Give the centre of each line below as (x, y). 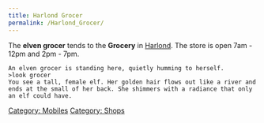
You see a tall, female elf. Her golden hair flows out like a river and (132, 82)
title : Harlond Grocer (45, 15)
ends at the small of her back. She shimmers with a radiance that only (130, 89)
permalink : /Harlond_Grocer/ (56, 23)
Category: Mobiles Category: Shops (66, 110)
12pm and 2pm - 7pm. (44, 54)
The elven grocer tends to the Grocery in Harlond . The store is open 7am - (130, 45)
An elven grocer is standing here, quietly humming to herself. (116, 68)
